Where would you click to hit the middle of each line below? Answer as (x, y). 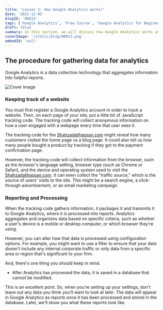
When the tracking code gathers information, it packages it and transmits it (80, 208)
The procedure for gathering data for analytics (77, 61)
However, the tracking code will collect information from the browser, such (80, 159)
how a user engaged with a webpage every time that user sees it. (70, 125)
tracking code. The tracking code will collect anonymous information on (77, 120)
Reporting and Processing (36, 198)
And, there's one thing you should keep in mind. (53, 263)
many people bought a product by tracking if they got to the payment (74, 145)
